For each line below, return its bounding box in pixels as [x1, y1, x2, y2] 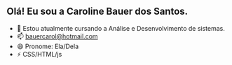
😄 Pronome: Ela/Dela [16, 42, 79, 50]
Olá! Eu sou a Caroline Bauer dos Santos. [6, 6, 189, 17]
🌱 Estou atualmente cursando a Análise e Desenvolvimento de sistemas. [16, 24, 225, 32]
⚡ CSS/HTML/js [16, 50, 62, 58]
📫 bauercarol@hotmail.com [16, 31, 99, 41]
